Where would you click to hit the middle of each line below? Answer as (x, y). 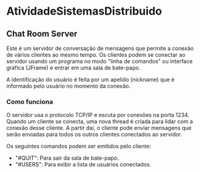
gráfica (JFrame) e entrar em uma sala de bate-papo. (73, 68)
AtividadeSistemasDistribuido (84, 11)
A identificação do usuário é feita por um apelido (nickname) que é (91, 79)
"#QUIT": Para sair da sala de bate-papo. (67, 158)
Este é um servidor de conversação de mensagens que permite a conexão (100, 48)
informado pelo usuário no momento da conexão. (69, 86)
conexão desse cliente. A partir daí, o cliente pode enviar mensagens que (99, 128)
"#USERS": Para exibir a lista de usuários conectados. (83, 164)
